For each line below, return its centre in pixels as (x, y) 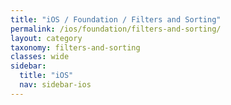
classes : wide (40, 57)
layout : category (46, 38)
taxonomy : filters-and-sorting (75, 47)
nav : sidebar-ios (55, 85)
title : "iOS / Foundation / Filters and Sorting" (116, 19)
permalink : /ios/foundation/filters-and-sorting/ (116, 29)
